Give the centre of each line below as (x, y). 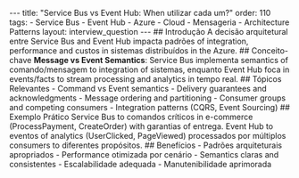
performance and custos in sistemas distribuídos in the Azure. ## (129, 51)
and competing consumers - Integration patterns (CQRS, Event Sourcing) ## (149, 107)
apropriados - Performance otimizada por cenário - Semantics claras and (144, 154)
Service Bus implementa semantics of (219, 60)
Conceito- (270, 51)
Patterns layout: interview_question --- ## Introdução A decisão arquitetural (149, 32)
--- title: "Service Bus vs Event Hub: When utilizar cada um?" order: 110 (140, 13)
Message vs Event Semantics (89, 60)
